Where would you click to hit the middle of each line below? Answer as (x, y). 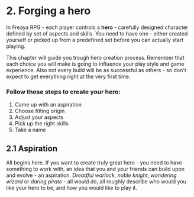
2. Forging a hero (48, 11)
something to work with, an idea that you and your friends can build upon (96, 169)
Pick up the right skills (42, 124)
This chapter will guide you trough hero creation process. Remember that (95, 57)
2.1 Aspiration (32, 148)
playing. (16, 46)
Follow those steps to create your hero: (64, 92)
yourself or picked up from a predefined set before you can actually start (95, 40)
